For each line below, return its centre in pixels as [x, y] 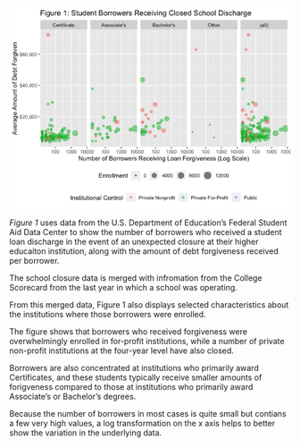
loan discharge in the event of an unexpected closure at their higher [134, 241]
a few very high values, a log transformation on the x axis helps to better [142, 423]
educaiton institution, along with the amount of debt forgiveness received [144, 251]
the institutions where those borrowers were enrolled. [108, 314]
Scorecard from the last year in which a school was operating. [124, 287]
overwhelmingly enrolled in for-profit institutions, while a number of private [147, 341]
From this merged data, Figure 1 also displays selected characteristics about [149, 305]
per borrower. [34, 261]
